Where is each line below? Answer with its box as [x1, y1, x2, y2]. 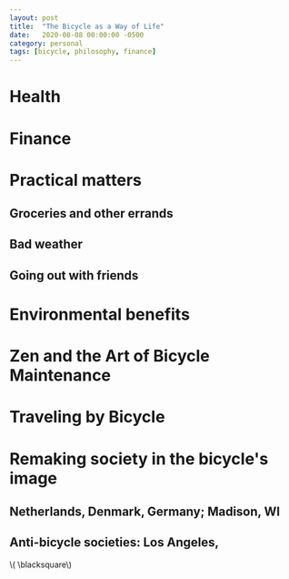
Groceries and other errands [9, 206, 174, 221]
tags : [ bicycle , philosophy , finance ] [9, 47, 156, 56]
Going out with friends [9, 268, 139, 283]
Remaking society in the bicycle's [9, 448, 269, 469]
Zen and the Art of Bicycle [9, 346, 211, 367]
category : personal [9, 38, 84, 48]
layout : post [9, 13, 59, 23]
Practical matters [9, 169, 143, 190]
